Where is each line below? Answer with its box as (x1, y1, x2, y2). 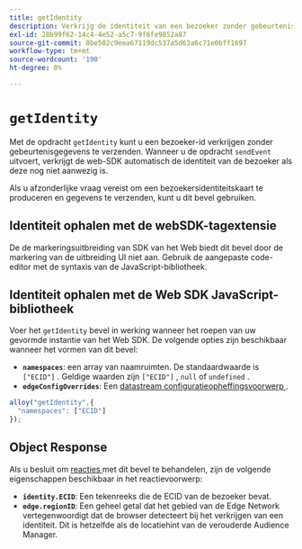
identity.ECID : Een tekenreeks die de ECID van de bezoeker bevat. (22, 490, 272, 501)
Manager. (22, 528, 58, 540)
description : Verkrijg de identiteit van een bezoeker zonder (9, 22, 247, 31)
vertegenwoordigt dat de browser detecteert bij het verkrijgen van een (22, 509, 284, 520)
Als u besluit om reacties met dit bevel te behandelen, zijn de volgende (9, 463, 271, 474)
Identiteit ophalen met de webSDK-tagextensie (9, 218, 277, 234)
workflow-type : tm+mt (9, 47, 91, 56)
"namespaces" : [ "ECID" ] (17, 407, 106, 416)
